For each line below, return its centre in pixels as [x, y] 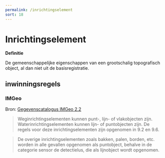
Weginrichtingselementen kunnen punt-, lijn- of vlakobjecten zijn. [85, 119]
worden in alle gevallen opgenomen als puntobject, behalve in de [85, 145]
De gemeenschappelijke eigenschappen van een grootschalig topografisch [83, 63]
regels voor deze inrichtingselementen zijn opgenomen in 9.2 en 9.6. [88, 130]
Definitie [14, 53]
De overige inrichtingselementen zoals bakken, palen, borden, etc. [86, 139]
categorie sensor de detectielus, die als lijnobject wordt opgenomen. [88, 150]
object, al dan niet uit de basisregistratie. [47, 68]
